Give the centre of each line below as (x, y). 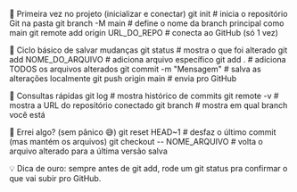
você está (28, 115)
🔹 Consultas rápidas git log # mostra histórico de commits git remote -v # (144, 96)
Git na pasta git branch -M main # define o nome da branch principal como (147, 23)
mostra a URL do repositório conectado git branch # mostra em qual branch (148, 105)
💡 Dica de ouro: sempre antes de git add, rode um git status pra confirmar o (148, 168)
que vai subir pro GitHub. (55, 178)
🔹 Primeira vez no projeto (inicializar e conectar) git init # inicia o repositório (148, 14)
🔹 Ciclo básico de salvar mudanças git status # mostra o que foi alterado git (148, 50)
